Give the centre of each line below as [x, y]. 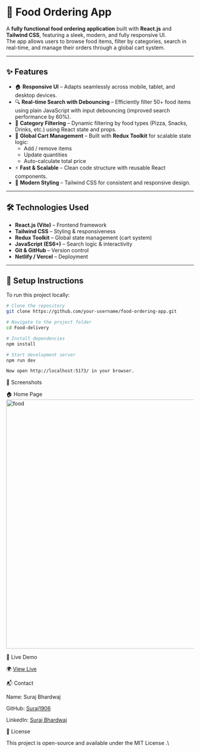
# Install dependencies [36, 339]
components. [31, 176]
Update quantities [46, 155]
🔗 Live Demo [22, 657]
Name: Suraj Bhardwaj [34, 697]
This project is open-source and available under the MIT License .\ [88, 743]
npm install [21, 344]
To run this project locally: [38, 295]
